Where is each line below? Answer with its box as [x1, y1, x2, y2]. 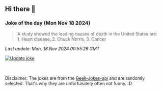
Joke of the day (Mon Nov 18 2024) [5, 20, 91, 27]
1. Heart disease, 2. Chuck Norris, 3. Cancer [17, 36, 107, 42]
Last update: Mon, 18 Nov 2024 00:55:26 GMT [5, 45, 100, 52]
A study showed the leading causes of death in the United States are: [17, 30, 158, 37]
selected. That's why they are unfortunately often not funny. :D [5, 80, 132, 86]
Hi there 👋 [5, 5, 36, 13]
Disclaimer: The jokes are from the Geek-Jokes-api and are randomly [5, 75, 145, 81]
